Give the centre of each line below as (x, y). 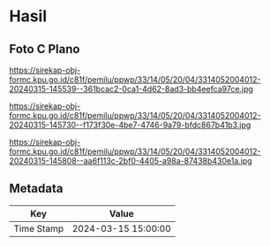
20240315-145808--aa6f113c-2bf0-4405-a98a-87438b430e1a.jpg (131, 161)
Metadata (36, 189)
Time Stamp (39, 228)
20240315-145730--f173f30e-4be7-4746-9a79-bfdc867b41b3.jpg (130, 125)
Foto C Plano (45, 49)
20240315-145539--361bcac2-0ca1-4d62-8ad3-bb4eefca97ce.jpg (131, 89)
